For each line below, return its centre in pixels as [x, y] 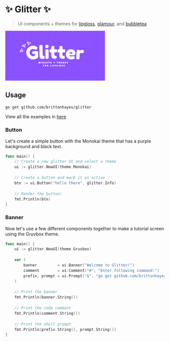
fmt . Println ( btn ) [33, 199]
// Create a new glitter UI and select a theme [65, 162]
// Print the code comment [43, 308]
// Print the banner [36, 292]
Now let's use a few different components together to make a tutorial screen [85, 228]
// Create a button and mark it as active [60, 178]
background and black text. [34, 146]
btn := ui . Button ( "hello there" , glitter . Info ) [65, 183]
